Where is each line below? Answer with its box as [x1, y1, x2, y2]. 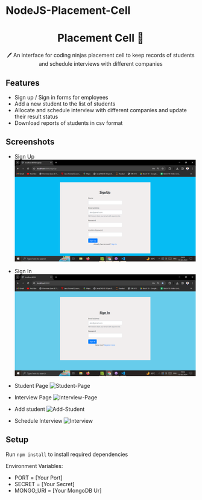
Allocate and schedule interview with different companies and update [14, 106, 188, 113]
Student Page [14, 382, 49, 389]
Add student [14, 405, 46, 413]
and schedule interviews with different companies [38, 60, 163, 68]
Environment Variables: [5, 462, 63, 469]
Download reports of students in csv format [14, 119, 123, 127]
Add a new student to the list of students [14, 100, 116, 107]
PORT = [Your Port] [14, 474, 63, 481]
